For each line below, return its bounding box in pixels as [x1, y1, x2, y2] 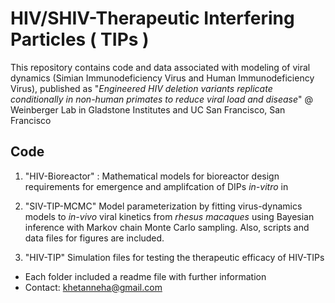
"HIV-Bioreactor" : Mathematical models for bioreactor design [24, 170, 280, 182]
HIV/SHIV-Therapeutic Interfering [10, 7, 295, 30]
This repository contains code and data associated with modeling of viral [10, 61, 311, 73]
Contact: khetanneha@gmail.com [24, 281, 163, 293]
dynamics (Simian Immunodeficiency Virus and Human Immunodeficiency [10, 72, 315, 84]
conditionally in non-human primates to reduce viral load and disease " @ [10, 93, 314, 105]
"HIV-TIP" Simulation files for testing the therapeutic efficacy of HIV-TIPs [24, 251, 325, 263]
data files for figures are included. [24, 232, 165, 244]
